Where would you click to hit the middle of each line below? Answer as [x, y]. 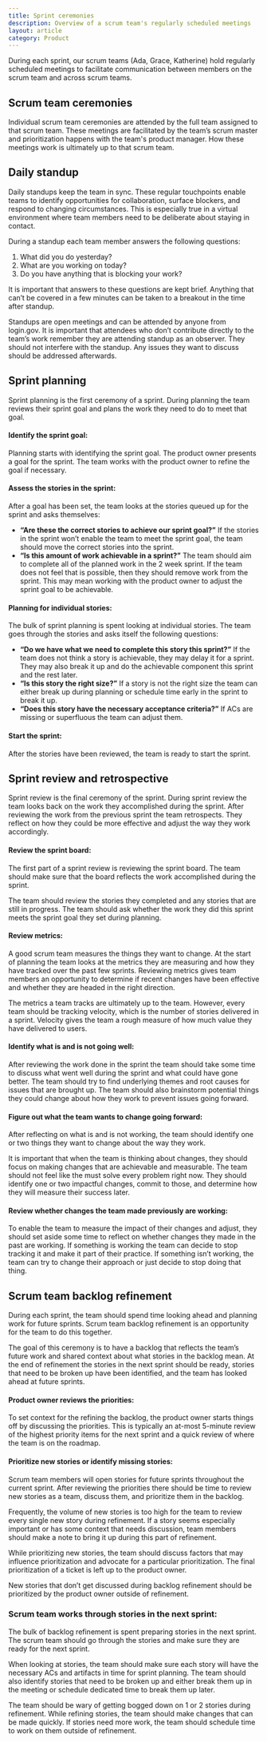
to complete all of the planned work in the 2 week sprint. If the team [131, 564]
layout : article [35, 30]
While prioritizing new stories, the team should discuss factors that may [126, 1553]
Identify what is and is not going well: [71, 1047]
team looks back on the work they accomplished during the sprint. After [126, 806]
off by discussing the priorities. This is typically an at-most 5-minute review [132, 1426]
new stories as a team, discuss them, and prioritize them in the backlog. [126, 1496]
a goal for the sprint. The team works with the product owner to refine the [129, 461]
